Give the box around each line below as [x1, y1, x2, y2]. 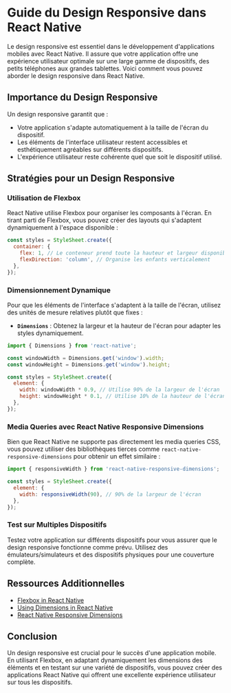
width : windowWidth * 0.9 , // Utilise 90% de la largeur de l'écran [19, 386, 220, 394]
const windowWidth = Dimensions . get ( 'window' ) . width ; [7, 354, 165, 361]
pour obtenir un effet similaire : [73, 452, 161, 461]
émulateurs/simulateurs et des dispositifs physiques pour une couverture [7, 550, 214, 559]
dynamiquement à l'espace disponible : [7, 223, 119, 232]
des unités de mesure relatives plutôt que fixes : [7, 308, 143, 317]
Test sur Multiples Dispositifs [7, 520, 107, 530]
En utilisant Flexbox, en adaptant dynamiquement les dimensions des [7, 656, 203, 665]
